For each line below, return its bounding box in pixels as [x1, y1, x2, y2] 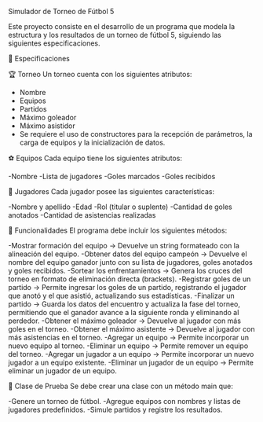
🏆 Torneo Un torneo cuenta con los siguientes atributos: [8, 70, 192, 79]
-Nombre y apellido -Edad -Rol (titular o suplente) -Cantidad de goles [8, 202, 233, 211]
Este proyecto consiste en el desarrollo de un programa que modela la [8, 22, 236, 31]
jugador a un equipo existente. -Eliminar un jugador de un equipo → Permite [8, 358, 254, 367]
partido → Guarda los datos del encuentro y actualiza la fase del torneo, [8, 299, 241, 309]
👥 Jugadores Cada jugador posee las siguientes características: [8, 187, 214, 196]
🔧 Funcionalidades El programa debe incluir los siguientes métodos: [8, 226, 228, 235]
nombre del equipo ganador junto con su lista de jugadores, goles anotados [8, 258, 253, 266]
